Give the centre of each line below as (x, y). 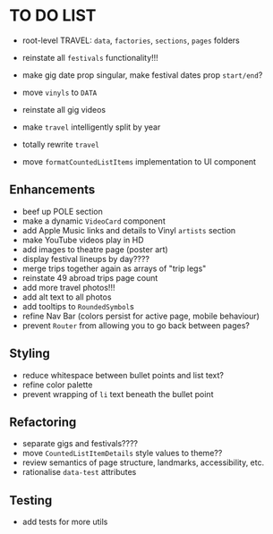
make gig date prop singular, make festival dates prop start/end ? (142, 75)
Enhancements (52, 190)
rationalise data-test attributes (79, 472)
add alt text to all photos (67, 297)
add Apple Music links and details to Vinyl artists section (129, 230)
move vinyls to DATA (60, 92)
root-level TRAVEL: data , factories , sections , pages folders (131, 40)
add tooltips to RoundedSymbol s (78, 306)
